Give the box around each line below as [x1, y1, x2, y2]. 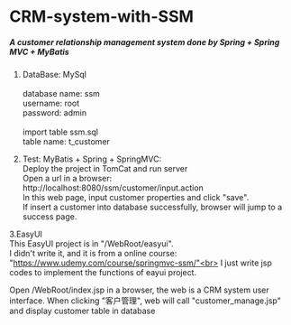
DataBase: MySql [22, 70, 87, 80]
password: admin [22, 107, 87, 118]
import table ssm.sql [22, 126, 99, 137]
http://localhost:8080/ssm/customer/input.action [22, 182, 205, 193]
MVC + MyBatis [9, 46, 69, 57]
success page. [22, 211, 77, 222]
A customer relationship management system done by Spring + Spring [9, 36, 280, 47]
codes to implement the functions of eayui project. [9, 267, 196, 278]
